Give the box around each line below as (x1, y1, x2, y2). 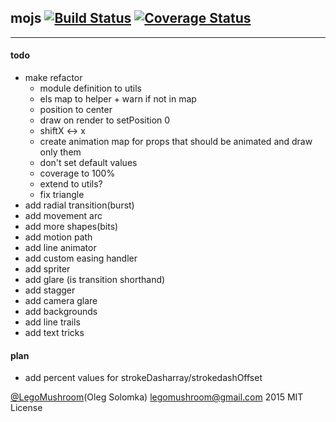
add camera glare (24, 295, 98, 307)
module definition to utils (39, 82, 142, 95)
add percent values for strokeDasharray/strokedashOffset (24, 372, 263, 384)
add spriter (24, 263, 71, 275)
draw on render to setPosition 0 (39, 114, 171, 126)
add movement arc (24, 210, 103, 222)
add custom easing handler (24, 252, 138, 265)
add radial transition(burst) (24, 199, 135, 211)
